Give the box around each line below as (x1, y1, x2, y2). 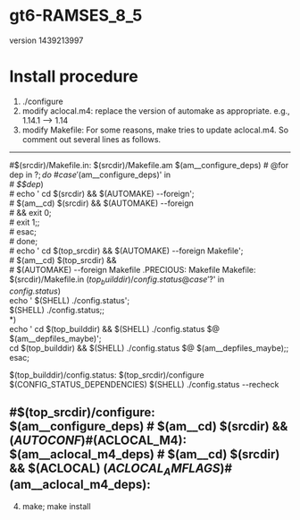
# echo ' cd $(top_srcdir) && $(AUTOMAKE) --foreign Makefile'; (9, 245, 244, 256)
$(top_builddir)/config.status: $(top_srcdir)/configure (9, 369, 204, 380)
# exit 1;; (9, 217, 40, 227)
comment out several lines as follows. (21, 133, 162, 144)
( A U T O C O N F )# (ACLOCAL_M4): (9, 433, 187, 448)
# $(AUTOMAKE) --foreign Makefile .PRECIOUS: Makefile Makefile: (9, 264, 256, 275)
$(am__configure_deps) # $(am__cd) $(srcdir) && (9, 419, 288, 434)
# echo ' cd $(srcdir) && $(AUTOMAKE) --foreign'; (9, 188, 195, 199)
